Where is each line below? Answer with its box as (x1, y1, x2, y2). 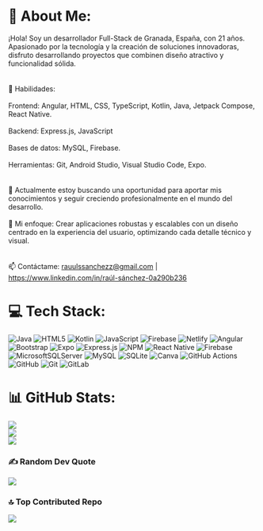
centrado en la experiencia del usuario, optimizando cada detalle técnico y (8, 227, 252, 237)
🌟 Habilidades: (8, 83, 55, 94)
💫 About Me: (8, 7, 92, 25)
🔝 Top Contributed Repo (8, 496, 103, 507)
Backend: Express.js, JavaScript (8, 126, 113, 136)
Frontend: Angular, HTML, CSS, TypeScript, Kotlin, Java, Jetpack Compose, (8, 101, 255, 110)
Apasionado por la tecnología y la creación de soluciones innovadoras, (8, 41, 239, 51)
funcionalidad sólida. (8, 59, 77, 68)
